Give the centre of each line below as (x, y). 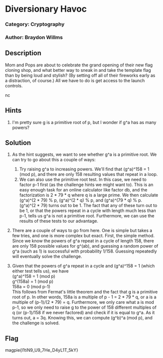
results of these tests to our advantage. (59, 221)
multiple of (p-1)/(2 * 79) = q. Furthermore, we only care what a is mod (83, 302)
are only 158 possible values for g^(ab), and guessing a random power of (85, 246)
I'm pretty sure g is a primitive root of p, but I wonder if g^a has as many (84, 122)
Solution (18, 143)
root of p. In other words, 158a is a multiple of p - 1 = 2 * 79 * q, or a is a (84, 297)
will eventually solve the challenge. (47, 256)
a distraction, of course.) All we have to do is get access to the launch (75, 80)
